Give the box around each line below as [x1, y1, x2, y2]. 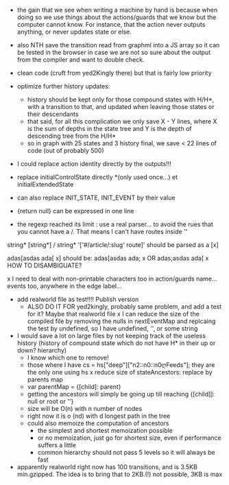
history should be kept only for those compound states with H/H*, [27, 95, 215, 104]
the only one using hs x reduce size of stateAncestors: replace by [27, 368, 213, 376]
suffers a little [37, 441, 77, 449]
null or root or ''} [27, 397, 74, 405]
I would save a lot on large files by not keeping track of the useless [16, 332, 206, 340]
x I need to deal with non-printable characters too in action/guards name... [7, 274, 217, 283]
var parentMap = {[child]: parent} [27, 383, 121, 390]
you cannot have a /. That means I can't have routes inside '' [16, 228, 188, 235]
